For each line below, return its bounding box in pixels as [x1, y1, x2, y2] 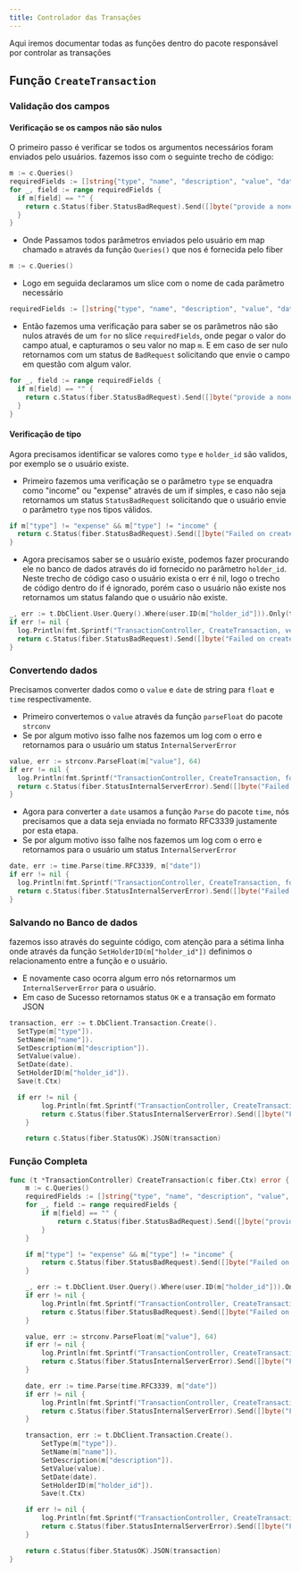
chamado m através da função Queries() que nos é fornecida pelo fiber [21, 244, 284, 255]
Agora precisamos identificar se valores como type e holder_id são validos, [9, 448, 288, 459]
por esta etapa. [21, 825, 79, 837]
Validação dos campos [9, 99, 110, 112]
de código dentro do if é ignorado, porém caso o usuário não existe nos [21, 582, 287, 593]
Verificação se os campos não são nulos [9, 122, 162, 132]
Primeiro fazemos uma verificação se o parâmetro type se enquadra [21, 475, 273, 486]
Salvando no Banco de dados [9, 916, 138, 929]
